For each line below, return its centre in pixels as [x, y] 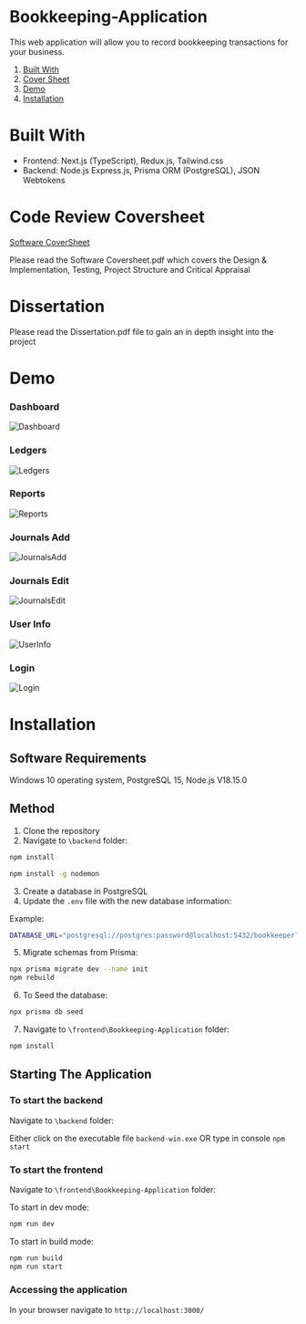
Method [32, 809]
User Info [31, 624]
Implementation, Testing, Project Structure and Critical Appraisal [130, 269]
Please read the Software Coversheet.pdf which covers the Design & [138, 260]
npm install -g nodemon [55, 873]
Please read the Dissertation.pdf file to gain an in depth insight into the [142, 331]
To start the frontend [56, 1170]
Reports [27, 494]
